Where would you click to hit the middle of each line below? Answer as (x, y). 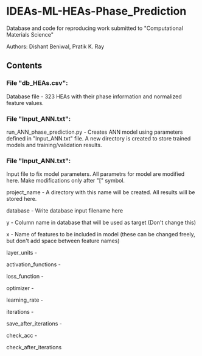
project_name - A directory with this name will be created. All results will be (101, 192)
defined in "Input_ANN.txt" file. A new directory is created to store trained (99, 138)
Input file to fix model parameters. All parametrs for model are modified (96, 174)
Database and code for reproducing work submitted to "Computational (95, 28)
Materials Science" (30, 34)
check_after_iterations (34, 347)
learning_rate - (25, 300)
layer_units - (22, 253)
